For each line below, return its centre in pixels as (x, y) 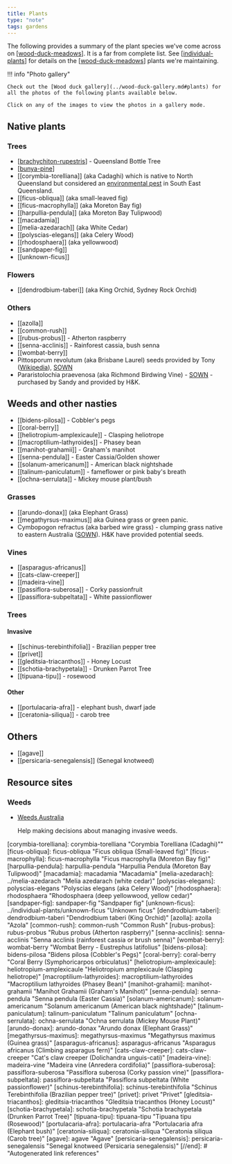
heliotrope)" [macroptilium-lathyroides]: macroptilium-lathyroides (100, 976)
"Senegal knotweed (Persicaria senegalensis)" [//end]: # (127, 1146)
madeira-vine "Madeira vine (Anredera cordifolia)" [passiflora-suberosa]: (111, 1065)
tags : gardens (28, 26)
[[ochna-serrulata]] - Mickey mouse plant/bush (84, 479)
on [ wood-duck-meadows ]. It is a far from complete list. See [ (95, 53)
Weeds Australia (41, 817)
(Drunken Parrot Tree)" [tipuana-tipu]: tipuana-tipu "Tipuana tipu (99, 1116)
